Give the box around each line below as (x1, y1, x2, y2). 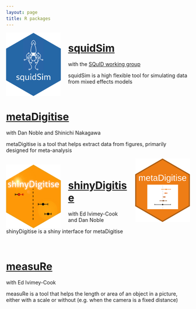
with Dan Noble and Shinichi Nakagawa (6, 129, 101, 137)
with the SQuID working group (68, 61, 141, 68)
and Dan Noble (68, 217, 104, 224)
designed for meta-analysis (6, 147, 72, 154)
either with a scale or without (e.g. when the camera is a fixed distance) (6, 297, 178, 304)
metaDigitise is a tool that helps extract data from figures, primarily (6, 141, 167, 148)
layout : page (6, 9, 38, 15)
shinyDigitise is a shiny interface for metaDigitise (6, 228, 124, 235)
